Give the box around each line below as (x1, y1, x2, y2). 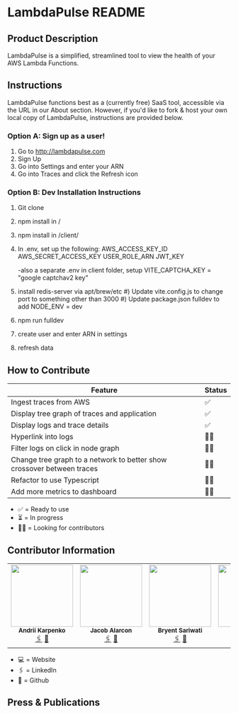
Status (204, 385, 227, 395)
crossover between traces (11, 464, 98, 474)
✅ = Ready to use (17, 505, 69, 514)
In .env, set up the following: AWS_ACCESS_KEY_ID (17, 245, 168, 253)
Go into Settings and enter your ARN (17, 162, 124, 171)
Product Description (7, 33, 98, 45)
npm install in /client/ (17, 231, 79, 240)
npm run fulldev (17, 316, 64, 325)
